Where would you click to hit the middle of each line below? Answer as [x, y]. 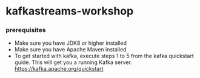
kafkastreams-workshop [70, 11]
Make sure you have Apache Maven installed [70, 50]
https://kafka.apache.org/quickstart [59, 69]
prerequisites [26, 30]
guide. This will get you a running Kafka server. [73, 62]
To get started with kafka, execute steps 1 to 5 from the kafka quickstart [104, 56]
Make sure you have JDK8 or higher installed [71, 43]
